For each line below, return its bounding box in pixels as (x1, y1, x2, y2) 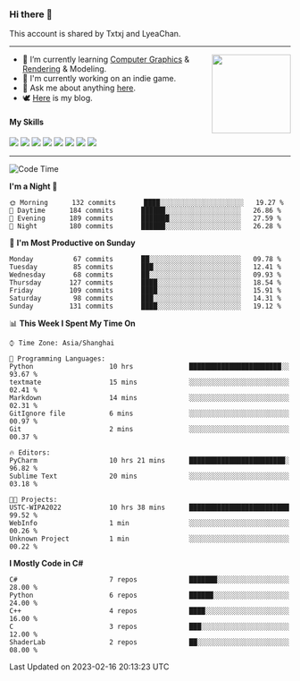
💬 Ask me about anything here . (21, 82, 137, 93)
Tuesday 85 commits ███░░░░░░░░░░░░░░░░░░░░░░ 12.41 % (9, 262, 281, 271)
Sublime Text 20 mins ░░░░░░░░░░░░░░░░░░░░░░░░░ (9, 472, 290, 481)
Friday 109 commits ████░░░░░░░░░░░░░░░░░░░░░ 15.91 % (9, 285, 281, 294)
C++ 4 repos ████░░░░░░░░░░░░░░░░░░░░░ (9, 606, 290, 616)
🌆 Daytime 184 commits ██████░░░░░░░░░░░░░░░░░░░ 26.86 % (9, 206, 281, 215)
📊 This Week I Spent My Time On (9, 318, 136, 328)
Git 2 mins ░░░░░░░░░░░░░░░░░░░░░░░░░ (9, 424, 290, 433)
